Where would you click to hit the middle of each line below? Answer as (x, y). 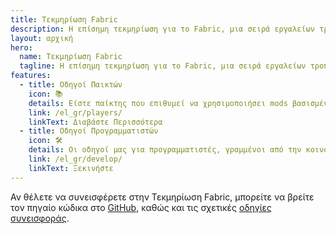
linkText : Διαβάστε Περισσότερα (95, 122)
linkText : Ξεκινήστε (71, 168)
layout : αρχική (42, 38)
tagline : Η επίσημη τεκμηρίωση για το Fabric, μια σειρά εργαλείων (163, 66)
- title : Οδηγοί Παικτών (71, 85)
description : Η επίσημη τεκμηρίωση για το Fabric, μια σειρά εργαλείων (162, 29)
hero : (21, 47)
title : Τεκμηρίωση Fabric (64, 19)
